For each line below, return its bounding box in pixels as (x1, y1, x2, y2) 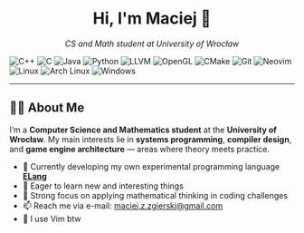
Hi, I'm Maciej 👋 (92, 8, 212, 29)
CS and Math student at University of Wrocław (64, 38, 240, 49)
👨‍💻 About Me (9, 100, 85, 116)
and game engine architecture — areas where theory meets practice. (9, 143, 270, 154)
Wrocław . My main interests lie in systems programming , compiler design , (9, 133, 292, 144)
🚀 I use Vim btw (22, 213, 81, 224)
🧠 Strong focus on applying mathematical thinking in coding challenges (22, 189, 288, 200)
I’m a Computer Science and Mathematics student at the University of (9, 124, 278, 135)
